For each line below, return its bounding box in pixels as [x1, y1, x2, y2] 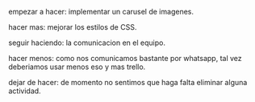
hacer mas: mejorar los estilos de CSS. [8, 22, 137, 31]
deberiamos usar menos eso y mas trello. [8, 62, 146, 71]
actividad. [8, 86, 42, 96]
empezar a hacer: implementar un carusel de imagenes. [8, 7, 194, 16]
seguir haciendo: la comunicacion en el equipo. [8, 38, 165, 47]
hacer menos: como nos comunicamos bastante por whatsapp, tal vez [8, 54, 242, 63]
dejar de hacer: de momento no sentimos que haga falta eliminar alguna [8, 78, 248, 87]
